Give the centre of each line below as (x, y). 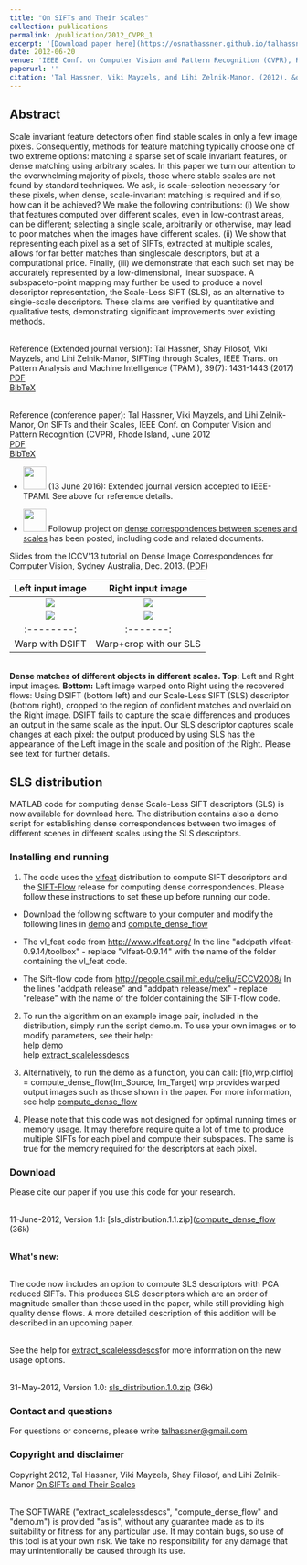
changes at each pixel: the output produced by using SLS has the (132, 734)
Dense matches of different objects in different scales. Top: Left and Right (152, 676)
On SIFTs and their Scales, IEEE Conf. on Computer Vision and (155, 424)
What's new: (34, 1256)
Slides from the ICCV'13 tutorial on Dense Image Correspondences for (142, 556)
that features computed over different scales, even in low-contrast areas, (147, 214)
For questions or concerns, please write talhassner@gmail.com (128, 1431)
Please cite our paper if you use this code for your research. (122, 1192)
